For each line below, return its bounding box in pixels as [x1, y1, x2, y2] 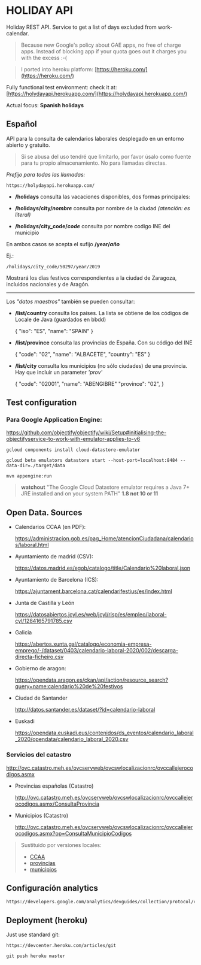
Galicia [14, 629, 32, 636]
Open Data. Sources [6, 507, 83, 518]
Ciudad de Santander [14, 694, 68, 701]
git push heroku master [6, 953, 66, 959]
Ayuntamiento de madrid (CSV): [14, 553, 94, 560]
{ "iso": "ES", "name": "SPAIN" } [14, 327, 94, 334]
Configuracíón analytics [6, 883, 99, 893]
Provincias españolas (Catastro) [14, 782, 94, 789]
